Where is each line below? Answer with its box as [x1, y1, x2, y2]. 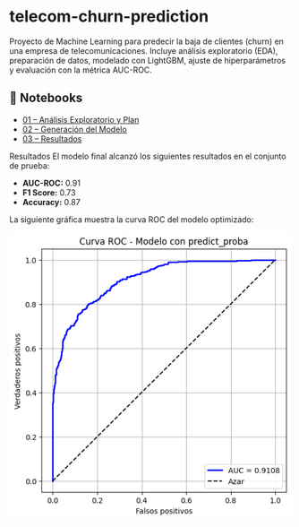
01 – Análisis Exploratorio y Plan [21, 114, 140, 125]
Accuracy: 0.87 [21, 196, 81, 207]
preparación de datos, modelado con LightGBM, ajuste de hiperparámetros [9, 55, 286, 65]
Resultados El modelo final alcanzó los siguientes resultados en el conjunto [9, 151, 286, 161]
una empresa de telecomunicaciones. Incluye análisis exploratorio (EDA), [9, 45, 278, 56]
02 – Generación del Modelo [21, 124, 127, 134]
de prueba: [9, 160, 50, 171]
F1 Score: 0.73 [21, 186, 76, 198]
